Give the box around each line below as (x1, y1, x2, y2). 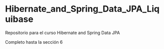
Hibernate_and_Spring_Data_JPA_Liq (5, 3, 160, 15)
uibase (5, 14, 33, 25)
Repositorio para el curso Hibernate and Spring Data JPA (5, 30, 120, 35)
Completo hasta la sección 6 (5, 39, 63, 45)
